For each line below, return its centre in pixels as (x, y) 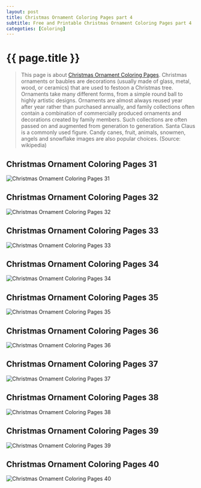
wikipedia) (34, 145)
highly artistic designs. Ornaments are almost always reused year (102, 100)
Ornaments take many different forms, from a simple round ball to (102, 94)
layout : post (22, 12)
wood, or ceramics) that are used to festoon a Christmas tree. (97, 88)
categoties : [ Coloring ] (36, 29)
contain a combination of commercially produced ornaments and (101, 113)
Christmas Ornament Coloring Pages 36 (82, 331)
